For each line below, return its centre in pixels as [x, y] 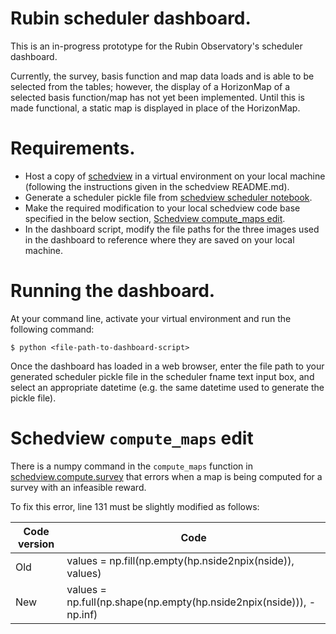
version [36, 544]
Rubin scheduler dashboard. [131, 18]
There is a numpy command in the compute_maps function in [131, 466]
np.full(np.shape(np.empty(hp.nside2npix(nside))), [186, 602]
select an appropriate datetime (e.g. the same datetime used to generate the [167, 387]
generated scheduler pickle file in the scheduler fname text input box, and [162, 376]
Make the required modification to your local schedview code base [162, 208]
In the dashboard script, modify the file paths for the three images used [172, 229]
